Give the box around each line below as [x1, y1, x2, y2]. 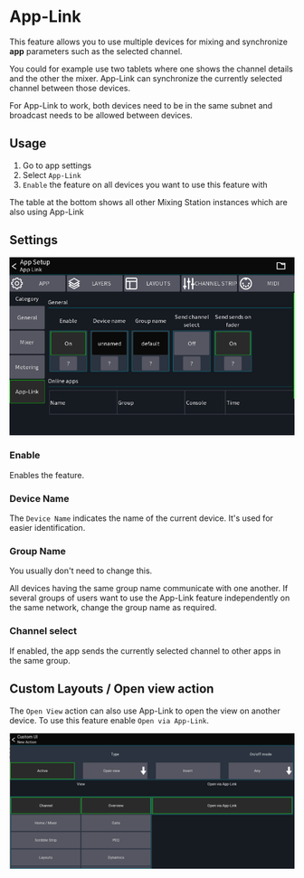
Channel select [9, 625, 77, 637]
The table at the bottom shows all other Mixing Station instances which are [9, 196, 288, 207]
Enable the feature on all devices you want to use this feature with [22, 179, 269, 190]
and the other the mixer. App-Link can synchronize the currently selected [9, 72, 283, 83]
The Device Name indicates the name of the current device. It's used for [9, 513, 274, 524]
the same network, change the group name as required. [9, 602, 217, 613]
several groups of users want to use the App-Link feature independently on [9, 592, 290, 603]
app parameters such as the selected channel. [9, 45, 183, 56]
